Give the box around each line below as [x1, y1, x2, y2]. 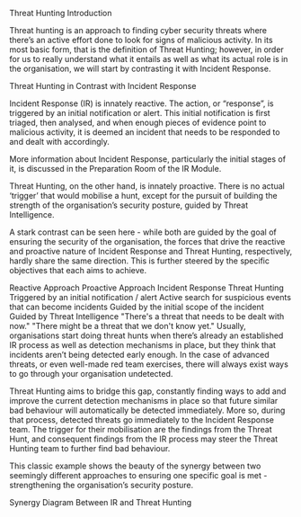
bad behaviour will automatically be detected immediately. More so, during [9, 405, 286, 415]
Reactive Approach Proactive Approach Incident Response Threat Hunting [9, 282, 285, 293]
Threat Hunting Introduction [9, 8, 112, 18]
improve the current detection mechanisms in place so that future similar [9, 396, 279, 406]
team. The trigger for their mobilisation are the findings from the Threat [9, 424, 272, 434]
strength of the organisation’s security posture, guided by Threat [9, 200, 249, 210]
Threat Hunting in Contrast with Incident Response [9, 81, 197, 91]
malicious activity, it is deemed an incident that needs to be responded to [9, 127, 280, 138]
